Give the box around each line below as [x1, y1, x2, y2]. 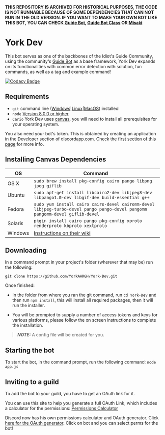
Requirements [5, 93, 49, 101]
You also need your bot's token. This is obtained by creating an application [5, 130, 156, 136]
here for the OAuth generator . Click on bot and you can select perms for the [5, 420, 158, 426]
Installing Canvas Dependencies [5, 155, 107, 164]
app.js [5, 364, 19, 369]
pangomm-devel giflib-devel [33, 211, 100, 217]
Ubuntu [7, 191, 25, 198]
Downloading [5, 246, 47, 255]
